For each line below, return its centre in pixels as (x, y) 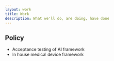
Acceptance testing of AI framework (48, 49)
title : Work (17, 14)
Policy (15, 38)
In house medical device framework (48, 55)
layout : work (18, 9)
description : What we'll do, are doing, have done (57, 18)
